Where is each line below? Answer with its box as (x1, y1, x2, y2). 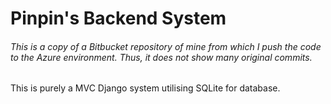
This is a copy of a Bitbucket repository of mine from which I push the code (10, 40, 322, 52)
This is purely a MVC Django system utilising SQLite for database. (10, 82, 281, 94)
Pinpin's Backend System (10, 7, 227, 30)
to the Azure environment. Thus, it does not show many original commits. (10, 51, 313, 63)
